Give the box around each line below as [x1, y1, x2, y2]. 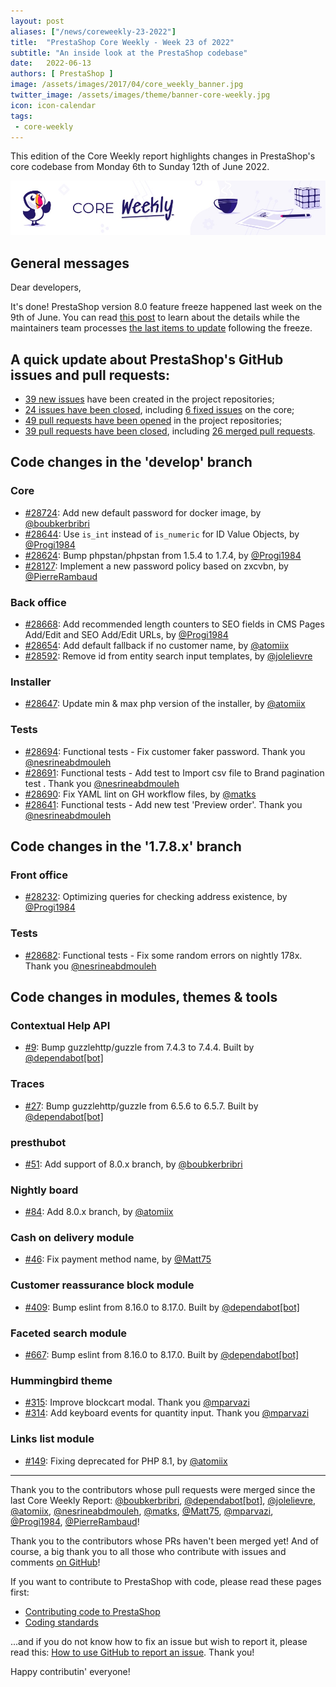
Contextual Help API [10, 1018, 111, 1032]
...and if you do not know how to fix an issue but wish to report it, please [10, 1635, 308, 1647]
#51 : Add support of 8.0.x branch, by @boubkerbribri [24, 1158, 243, 1170]
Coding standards [24, 1616, 99, 1628]
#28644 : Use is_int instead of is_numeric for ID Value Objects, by [24, 528, 300, 540]
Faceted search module [10, 1326, 128, 1340]
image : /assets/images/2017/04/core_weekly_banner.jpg [10, 80, 244, 90]
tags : [10, 111, 33, 121]
